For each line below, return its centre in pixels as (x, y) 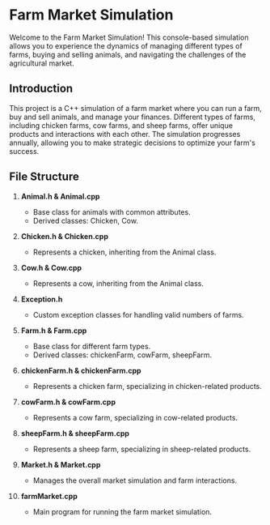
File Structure (44, 177)
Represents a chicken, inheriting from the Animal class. (124, 252)
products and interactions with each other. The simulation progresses (125, 134)
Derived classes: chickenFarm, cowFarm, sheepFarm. (122, 355)
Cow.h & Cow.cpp (51, 267)
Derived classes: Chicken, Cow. (85, 220)
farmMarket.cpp (49, 496)
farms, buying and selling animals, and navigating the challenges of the (128, 54)
